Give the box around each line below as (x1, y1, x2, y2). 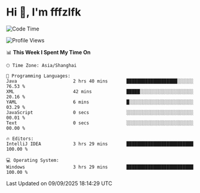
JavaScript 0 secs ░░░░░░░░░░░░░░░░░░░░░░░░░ (6, 109, 194, 115)
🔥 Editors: (6, 136, 34, 142)
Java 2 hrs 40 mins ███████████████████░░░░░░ (6, 78, 194, 84)
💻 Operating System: (6, 157, 60, 163)
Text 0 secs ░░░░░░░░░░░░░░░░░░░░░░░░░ (6, 120, 194, 126)
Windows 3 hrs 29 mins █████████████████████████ (6, 164, 194, 170)
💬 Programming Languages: (6, 73, 70, 79)
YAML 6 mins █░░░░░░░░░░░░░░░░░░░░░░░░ (6, 99, 194, 105)
